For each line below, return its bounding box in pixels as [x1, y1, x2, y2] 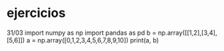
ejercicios [6, 5, 66, 21]
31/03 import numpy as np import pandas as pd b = [6, 28, 157, 37]
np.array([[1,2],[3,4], [157, 28, 218, 37]
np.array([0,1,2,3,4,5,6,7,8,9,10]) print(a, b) [37, 35, 159, 44]
